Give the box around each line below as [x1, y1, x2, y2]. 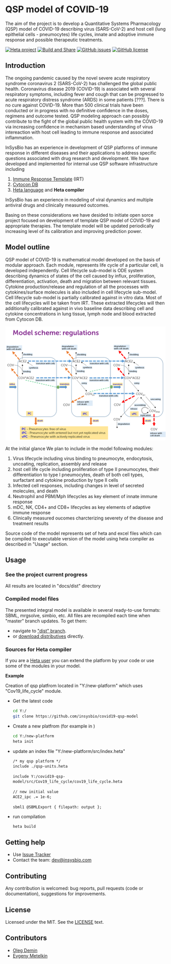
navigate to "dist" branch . [12, 628, 67, 634]
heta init [12, 739, 34, 744]
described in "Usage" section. [5, 541, 69, 547]
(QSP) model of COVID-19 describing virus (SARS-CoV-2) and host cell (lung [5, 25, 166, 32]
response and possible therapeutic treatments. [5, 37, 103, 43]
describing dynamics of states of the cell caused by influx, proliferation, [5, 273, 156, 279]
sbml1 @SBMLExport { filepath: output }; [12, 804, 102, 810]
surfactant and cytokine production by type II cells [12, 477, 119, 483]
